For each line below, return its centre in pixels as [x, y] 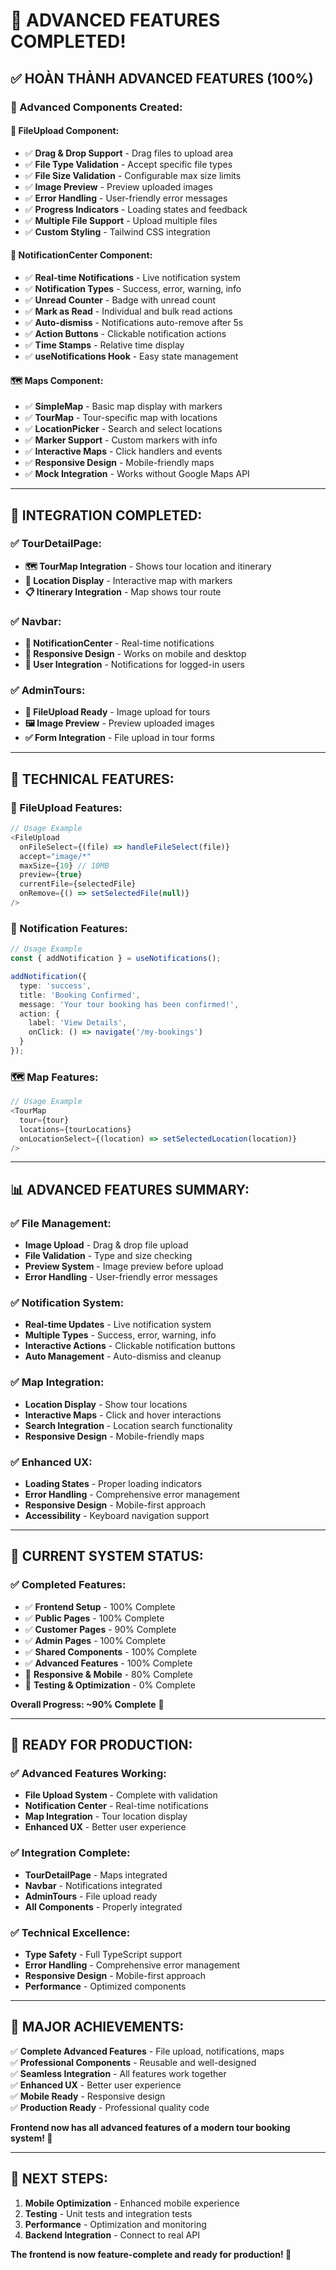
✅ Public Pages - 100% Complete [94, 1618]
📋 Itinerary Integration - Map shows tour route [123, 591]
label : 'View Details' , [78, 1023]
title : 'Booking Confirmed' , [80, 995]
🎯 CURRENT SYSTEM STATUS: [107, 1556]
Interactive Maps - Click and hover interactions [123, 1415]
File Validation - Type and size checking [108, 1256]
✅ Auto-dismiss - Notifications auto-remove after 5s [134, 322]
